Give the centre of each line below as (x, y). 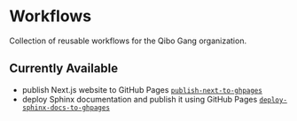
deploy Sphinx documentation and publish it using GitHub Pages (140, 99)
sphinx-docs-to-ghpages (66, 108)
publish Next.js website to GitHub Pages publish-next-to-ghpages (142, 89)
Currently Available (64, 68)
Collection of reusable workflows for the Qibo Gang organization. (128, 41)
